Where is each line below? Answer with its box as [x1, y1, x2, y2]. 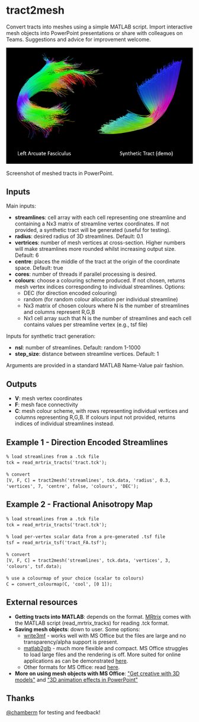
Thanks [6, 694, 35, 704]
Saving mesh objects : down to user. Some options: [14, 625, 140, 632]
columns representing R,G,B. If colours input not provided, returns [14, 414, 176, 421]
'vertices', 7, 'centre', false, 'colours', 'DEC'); [6, 484, 139, 489]
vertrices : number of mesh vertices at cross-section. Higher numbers [14, 239, 185, 246]
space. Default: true [14, 265, 63, 272]
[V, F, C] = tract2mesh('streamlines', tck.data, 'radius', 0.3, [6, 478, 171, 484]
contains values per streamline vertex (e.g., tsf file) [23, 321, 148, 328]
